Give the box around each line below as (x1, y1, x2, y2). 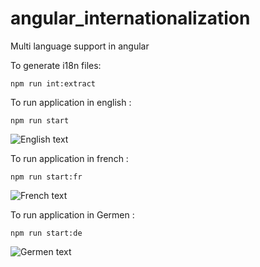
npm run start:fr (10, 172, 83, 182)
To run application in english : (10, 96, 132, 108)
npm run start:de (10, 228, 83, 238)
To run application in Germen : (10, 208, 135, 221)
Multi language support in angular (10, 40, 150, 52)
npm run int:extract (10, 78, 97, 89)
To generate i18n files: (10, 59, 102, 71)
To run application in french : (10, 152, 129, 164)
